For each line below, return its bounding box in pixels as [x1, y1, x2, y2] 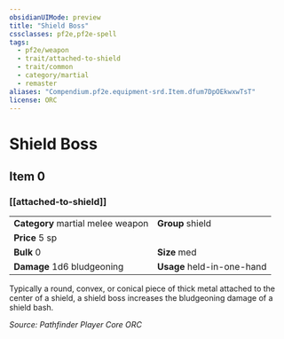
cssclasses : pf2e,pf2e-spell [9, 29, 117, 38]
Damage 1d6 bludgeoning [13, 261, 124, 273]
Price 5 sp [13, 232, 58, 244]
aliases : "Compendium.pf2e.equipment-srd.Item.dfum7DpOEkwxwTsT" [9, 87, 256, 96]
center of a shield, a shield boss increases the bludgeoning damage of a [9, 293, 273, 304]
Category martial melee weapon [13, 217, 149, 230]
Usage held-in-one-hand [156, 261, 267, 273]
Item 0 [9, 169, 46, 184]
